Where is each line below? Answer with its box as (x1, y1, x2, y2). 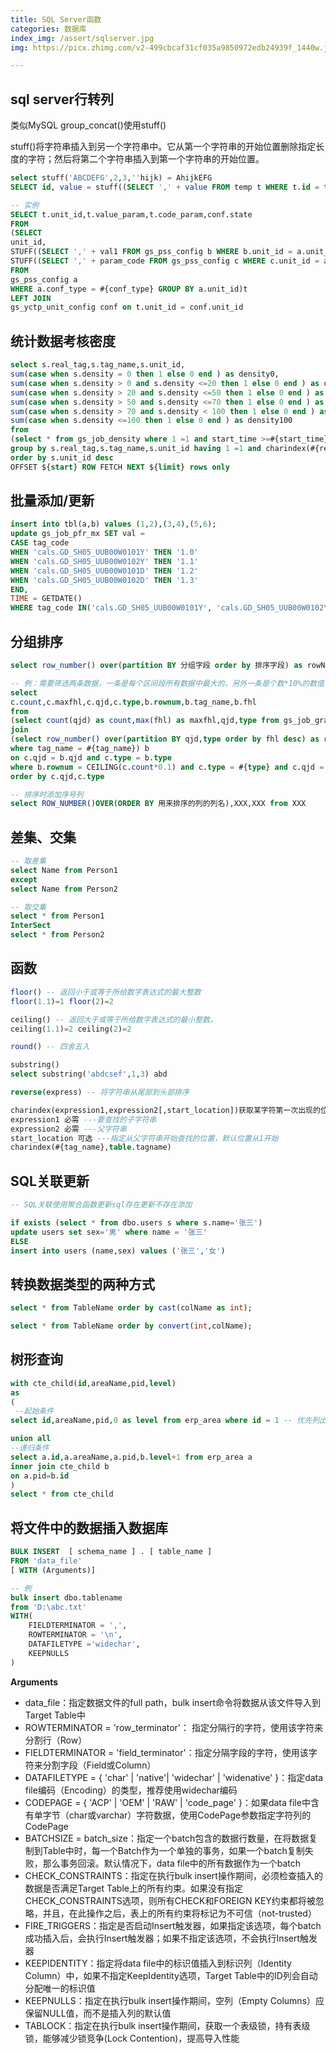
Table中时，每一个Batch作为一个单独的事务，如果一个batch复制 (42, 1844, 305, 1856)
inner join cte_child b (10, 1461, 110, 1471)
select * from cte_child (10, 1489, 114, 1500)
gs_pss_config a (10, 274, 78, 285)
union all (10, 1434, 52, 1444)
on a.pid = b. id (10, 1471, 70, 1481)
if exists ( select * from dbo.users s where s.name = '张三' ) (10, 1217, 263, 1228)
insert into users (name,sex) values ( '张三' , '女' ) (10, 1246, 226, 1256)
